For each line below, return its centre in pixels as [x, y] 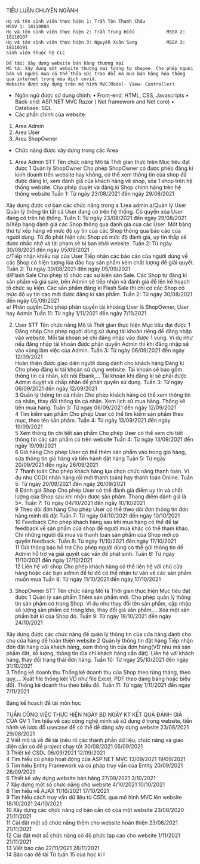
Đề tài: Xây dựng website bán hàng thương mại [65, 63]
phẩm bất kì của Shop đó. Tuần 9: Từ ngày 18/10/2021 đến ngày [93, 616]
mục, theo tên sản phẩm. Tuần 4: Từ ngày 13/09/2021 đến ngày [93, 420]
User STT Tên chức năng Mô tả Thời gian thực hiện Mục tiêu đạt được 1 [102, 325]
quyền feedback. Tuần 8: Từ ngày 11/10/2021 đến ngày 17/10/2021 [96, 541]
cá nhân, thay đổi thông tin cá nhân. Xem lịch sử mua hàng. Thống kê [100, 401]
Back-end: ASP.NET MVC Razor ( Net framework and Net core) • [94, 102]
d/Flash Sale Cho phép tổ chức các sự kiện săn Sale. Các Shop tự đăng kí [96, 275]
